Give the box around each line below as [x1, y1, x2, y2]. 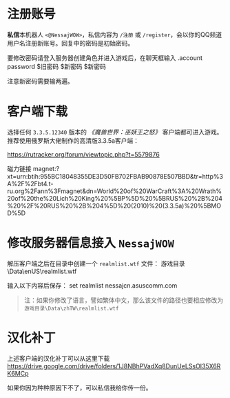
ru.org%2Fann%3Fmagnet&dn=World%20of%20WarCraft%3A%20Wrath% [7, 187, 222, 195]
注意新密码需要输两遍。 [7, 77, 74, 85]
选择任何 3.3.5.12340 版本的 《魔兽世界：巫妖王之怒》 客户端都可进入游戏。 [7, 128, 223, 136]
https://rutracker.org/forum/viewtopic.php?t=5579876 [7, 150, 160, 159]
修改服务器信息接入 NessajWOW [7, 235, 174, 251]
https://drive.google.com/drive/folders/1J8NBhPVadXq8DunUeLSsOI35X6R [7, 361, 221, 370]
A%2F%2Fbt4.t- [7, 179, 54, 188]
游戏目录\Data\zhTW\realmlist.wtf [23, 305, 119, 312]
